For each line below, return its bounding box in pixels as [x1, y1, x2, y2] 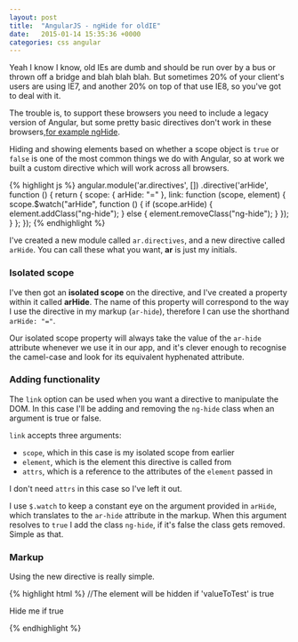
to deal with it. [9, 91, 61, 101]
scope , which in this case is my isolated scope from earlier [21, 446, 235, 458]
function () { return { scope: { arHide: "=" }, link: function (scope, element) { [9, 189, 286, 200]
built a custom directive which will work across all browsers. [9, 163, 230, 173]
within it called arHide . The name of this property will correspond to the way [9, 296, 289, 307]
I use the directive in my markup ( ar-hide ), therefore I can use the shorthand [9, 306, 290, 317]
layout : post [9, 12, 58, 22]
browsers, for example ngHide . [9, 126, 120, 138]
